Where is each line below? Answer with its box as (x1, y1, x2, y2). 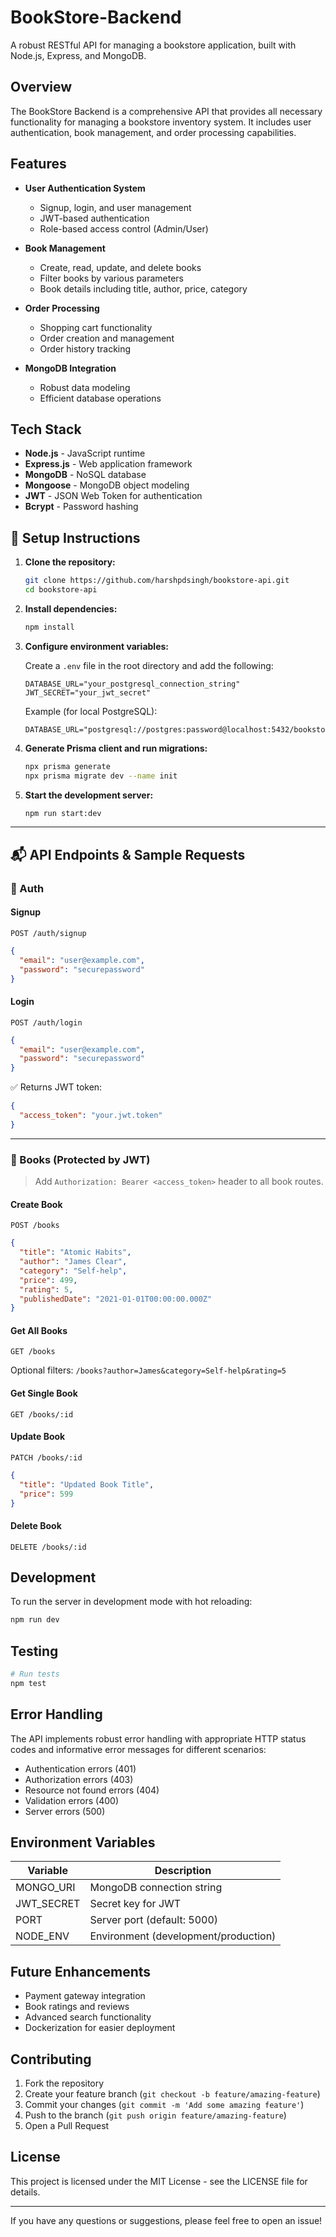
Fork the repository (24, 2077, 105, 2090)
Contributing (10, 2051, 92, 2068)
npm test (10, 1678, 47, 1688)
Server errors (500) (24, 1805, 106, 1817)
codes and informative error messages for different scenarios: (10, 1743, 267, 1755)
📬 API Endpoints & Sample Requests (10, 846, 246, 863)
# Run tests (10, 1669, 60, 1680)
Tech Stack (10, 421, 82, 438)
